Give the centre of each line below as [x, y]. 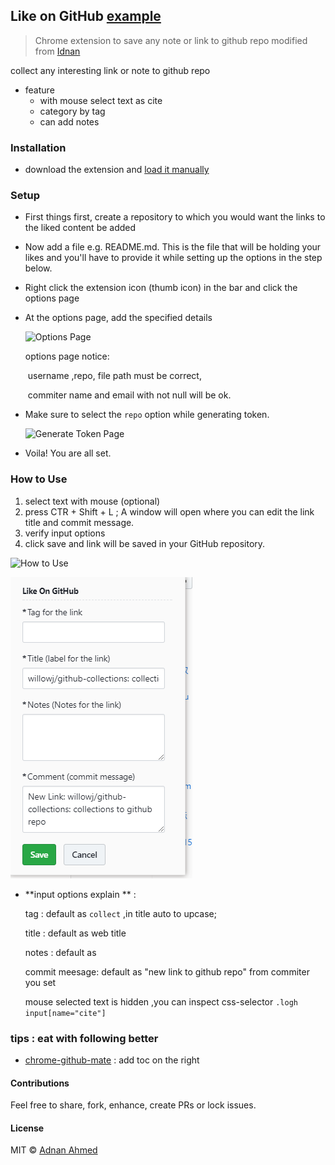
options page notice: [67, 356]
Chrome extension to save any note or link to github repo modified [171, 40]
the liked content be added [80, 228]
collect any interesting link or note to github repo [110, 70]
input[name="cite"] [65, 1013]
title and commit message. [79, 522]
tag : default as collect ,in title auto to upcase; [121, 913]
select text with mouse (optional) [92, 501]
